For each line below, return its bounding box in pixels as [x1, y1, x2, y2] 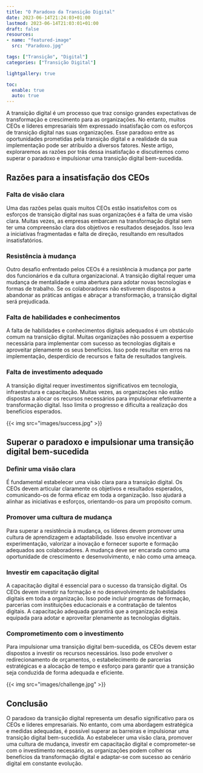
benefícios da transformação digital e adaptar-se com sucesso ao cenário [6, 754, 191, 761]
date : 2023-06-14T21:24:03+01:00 [6, 15, 91, 21]
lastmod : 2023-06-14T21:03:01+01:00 [6, 20, 99, 26]
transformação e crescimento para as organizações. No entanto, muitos [6, 116, 186, 123]
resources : [6, 32, 34, 38]
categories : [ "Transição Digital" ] [6, 59, 96, 66]
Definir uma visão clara [6, 465, 76, 473]
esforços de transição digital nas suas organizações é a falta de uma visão [6, 210, 193, 218]
